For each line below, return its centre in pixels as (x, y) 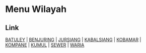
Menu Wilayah (36, 9)
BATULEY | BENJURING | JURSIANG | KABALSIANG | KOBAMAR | (73, 39)
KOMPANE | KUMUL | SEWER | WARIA (45, 45)
